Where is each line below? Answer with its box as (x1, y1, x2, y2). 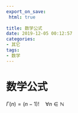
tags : (6, 47, 19, 53)
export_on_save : (6, 8, 46, 15)
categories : (6, 36, 35, 42)
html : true (8, 14, 35, 20)
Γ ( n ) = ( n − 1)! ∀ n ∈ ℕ (6, 100, 64, 107)
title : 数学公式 (6, 25, 43, 31)
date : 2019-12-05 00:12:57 (6, 31, 73, 37)
